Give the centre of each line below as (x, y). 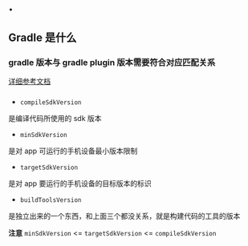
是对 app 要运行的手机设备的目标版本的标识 (80, 183)
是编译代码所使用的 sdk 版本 (55, 118)
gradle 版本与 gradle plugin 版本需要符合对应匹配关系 (112, 63)
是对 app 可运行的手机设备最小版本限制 (73, 151)
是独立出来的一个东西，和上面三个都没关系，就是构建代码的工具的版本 (124, 216)
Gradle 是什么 (43, 37)
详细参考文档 (29, 81)
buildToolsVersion (51, 200)
